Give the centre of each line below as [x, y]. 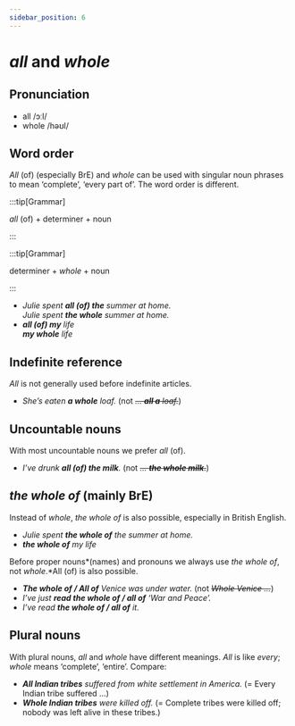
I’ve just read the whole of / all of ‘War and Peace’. [117, 597]
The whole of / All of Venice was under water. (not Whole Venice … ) [148, 588]
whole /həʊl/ [46, 125]
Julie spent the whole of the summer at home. [108, 534]
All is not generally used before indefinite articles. [101, 384]
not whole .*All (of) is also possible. [74, 571]
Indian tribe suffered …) [66, 693]
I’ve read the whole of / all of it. [81, 607]
